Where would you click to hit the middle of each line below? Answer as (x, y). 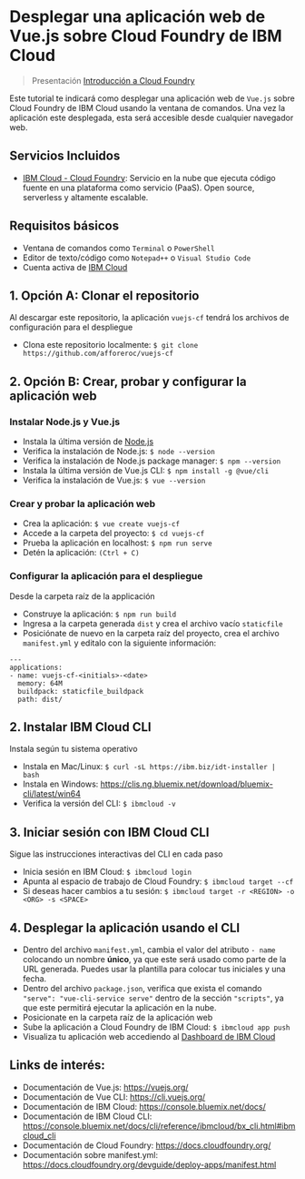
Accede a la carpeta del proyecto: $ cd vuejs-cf (113, 534)
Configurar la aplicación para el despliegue (106, 576)
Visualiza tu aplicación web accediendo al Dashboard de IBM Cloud (149, 1037)
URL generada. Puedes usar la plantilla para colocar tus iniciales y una (154, 969)
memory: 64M (40, 683)
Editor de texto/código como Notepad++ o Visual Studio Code (137, 258)
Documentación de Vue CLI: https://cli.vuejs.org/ (114, 1097)
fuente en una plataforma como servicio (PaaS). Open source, (138, 188)
